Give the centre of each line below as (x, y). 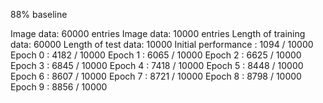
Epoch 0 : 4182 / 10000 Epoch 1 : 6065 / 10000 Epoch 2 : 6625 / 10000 (156, 55)
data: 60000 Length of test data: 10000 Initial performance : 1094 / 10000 (162, 44)
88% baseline (39, 14)
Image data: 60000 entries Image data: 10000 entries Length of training (158, 33)
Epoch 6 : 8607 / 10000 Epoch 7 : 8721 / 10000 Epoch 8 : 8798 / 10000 (156, 76)
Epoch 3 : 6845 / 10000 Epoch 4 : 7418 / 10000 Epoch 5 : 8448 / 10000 (157, 65)
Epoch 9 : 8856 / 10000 (59, 87)
